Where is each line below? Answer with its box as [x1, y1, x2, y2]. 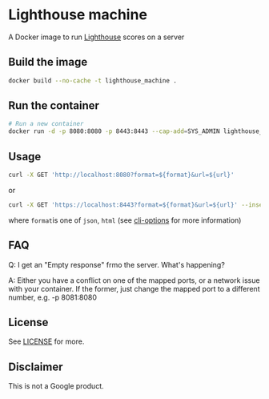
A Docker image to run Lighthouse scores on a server [8, 32, 185, 42]
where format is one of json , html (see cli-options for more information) [8, 215, 242, 225]
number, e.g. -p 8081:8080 [8, 292, 98, 302]
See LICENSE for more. [8, 337, 85, 346]
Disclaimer [8, 360, 63, 373]
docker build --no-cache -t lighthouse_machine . [8, 76, 178, 85]
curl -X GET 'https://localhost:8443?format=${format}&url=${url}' [8, 200, 239, 209]
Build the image [8, 55, 88, 69]
